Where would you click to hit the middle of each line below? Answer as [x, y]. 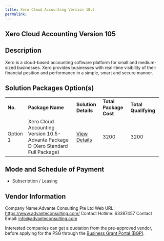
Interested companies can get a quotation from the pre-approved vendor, [79, 228]
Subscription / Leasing [35, 181]
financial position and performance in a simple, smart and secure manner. [79, 73]
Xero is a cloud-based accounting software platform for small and [71, 62]
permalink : [16, 14]
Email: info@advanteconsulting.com [41, 219]
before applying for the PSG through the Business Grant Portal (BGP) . [75, 233]
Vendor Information [35, 196]
